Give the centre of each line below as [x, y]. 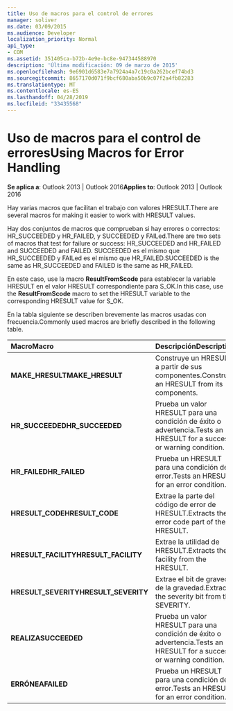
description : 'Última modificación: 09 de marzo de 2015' [93, 65]
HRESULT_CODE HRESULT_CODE [65, 513]
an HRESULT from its [189, 384]
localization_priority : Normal [52, 40]
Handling [34, 168]
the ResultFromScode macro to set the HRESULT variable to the [99, 293]
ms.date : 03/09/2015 [37, 26]
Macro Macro [32, 346]
